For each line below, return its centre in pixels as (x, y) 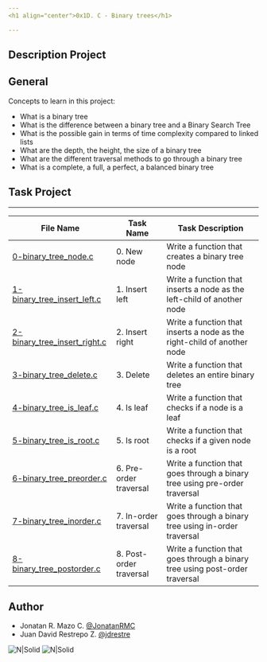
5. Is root (133, 440)
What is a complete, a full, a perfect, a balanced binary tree (117, 167)
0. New (130, 251)
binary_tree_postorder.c (56, 568)
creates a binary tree (205, 256)
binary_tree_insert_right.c (60, 341)
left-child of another (205, 299)
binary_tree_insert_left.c (57, 299)
